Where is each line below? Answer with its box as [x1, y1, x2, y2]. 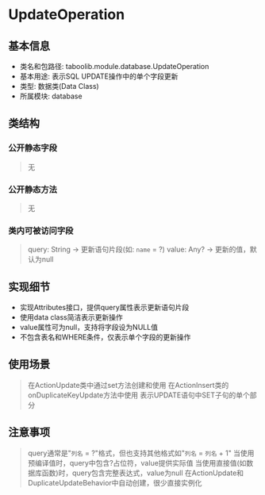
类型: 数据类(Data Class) [19, 82, 99, 90]
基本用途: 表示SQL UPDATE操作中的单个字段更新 [19, 71, 179, 81]
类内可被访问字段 [8, 224, 74, 236]
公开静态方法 [8, 184, 58, 195]
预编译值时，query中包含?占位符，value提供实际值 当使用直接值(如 [27, 458, 247, 467]
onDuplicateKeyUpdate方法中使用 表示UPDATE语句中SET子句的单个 [27, 390, 250, 400]
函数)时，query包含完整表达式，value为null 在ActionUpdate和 [41, 468, 244, 478]
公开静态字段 [8, 143, 58, 154]
